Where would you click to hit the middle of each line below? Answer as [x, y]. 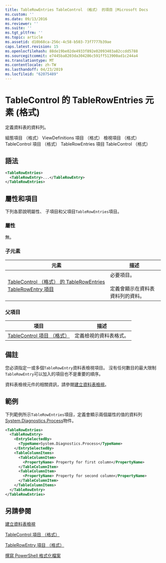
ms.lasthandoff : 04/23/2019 [34, 70]
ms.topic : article [24, 38]
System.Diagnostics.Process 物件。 [41, 420]
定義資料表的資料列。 [27, 127]
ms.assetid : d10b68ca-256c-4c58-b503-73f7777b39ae [58, 42]
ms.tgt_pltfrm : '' [24, 33]
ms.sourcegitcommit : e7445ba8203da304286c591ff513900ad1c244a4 [72, 56]
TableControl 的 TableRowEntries [74, 100]
